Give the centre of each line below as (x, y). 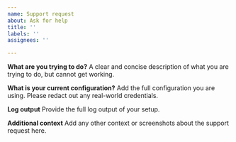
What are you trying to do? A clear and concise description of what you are (118, 67)
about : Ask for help (38, 21)
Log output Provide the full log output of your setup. (84, 109)
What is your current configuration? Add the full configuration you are (111, 88)
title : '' (22, 27)
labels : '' (23, 34)
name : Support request (41, 14)
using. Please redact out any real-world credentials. (83, 96)
